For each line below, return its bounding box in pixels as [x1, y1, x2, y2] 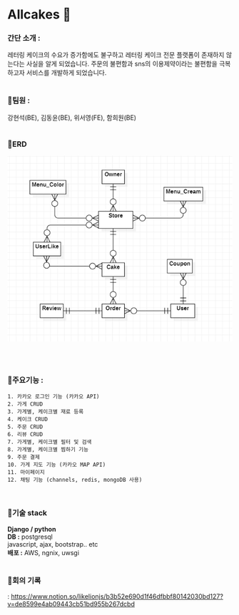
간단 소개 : [7, 33, 41, 43]
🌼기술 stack [7, 508, 48, 518]
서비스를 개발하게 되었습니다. [26, 68, 107, 77]
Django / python [7, 524, 56, 533]
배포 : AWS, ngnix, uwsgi [7, 548, 80, 557]
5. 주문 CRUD [7, 423, 44, 430]
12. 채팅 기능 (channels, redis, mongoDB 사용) [7, 477, 143, 484]
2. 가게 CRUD [7, 400, 44, 408]
